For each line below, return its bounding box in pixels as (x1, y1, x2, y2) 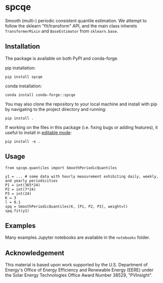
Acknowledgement (5, 249, 65, 257)
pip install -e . (5, 139, 41, 144)
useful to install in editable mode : (5, 129, 72, 135)
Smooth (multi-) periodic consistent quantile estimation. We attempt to (5, 18, 147, 24)
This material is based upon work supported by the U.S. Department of (5, 262, 148, 268)
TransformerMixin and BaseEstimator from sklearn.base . (5, 28, 118, 34)
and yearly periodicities (5, 178, 58, 183)
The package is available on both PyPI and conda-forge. (5, 55, 119, 61)
